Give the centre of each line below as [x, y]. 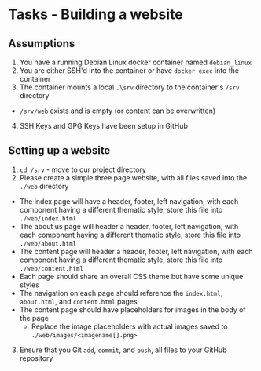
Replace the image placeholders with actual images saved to [129, 326]
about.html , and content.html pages [78, 301]
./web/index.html [48, 218]
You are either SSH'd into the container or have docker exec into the [129, 71]
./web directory [44, 186]
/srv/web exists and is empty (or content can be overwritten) [118, 111]
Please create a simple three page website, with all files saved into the [133, 177]
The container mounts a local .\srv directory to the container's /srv [129, 87]
